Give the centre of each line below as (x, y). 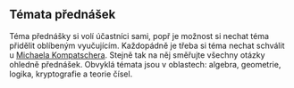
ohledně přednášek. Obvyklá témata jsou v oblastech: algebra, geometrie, (145, 64)
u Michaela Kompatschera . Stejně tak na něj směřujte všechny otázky (137, 55)
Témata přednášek (63, 15)
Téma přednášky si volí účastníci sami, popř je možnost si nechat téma (139, 36)
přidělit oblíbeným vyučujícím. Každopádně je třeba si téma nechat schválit (147, 45)
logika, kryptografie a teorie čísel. (71, 74)
